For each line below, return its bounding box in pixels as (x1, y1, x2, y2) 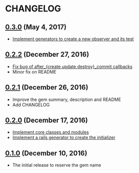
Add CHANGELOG (12, 101, 50, 107)
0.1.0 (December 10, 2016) (5, 149, 88, 157)
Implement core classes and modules (12, 129, 89, 135)
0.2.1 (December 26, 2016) (5, 83, 88, 92)
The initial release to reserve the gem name (12, 162, 101, 168)
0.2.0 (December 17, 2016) (5, 116, 88, 125)
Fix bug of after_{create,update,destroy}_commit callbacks (12, 63, 133, 70)
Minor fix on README (12, 69, 57, 75)
